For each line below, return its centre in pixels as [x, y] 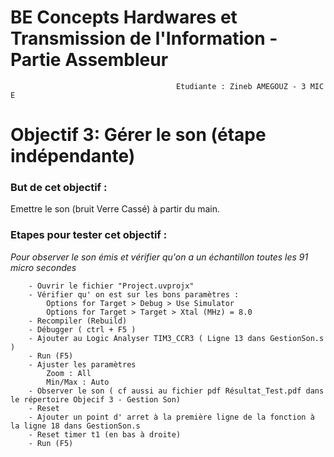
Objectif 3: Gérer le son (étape [138, 135]
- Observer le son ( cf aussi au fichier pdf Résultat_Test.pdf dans [176, 391]
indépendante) [73, 156]
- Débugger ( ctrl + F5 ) [82, 329]
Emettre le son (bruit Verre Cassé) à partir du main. [115, 209]
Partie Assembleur [89, 60]
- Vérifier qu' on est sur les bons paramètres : [134, 294]
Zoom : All [69, 373]
